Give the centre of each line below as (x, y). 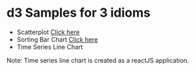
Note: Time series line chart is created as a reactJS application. (98, 60)
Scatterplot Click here (48, 32)
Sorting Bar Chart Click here (57, 39)
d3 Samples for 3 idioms (79, 13)
